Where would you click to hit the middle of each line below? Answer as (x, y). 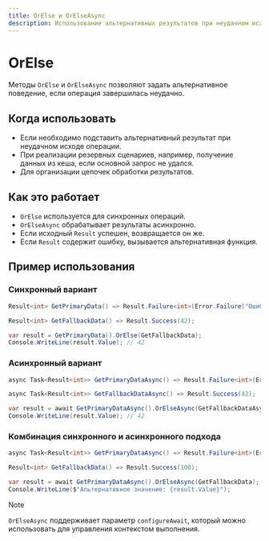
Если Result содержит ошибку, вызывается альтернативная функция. (139, 242)
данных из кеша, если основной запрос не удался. (107, 163)
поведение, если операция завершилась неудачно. (96, 94)
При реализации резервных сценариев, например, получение (126, 155)
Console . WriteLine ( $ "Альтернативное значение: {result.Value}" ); (119, 489)
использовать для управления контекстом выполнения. (104, 528)
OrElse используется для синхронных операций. (103, 216)
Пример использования (72, 267)
